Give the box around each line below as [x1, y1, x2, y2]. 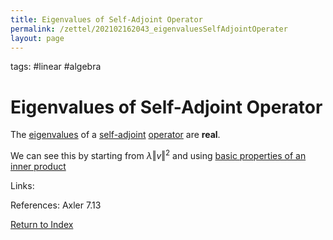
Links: [10, 179, 35, 191]
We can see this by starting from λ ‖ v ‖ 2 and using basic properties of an [10, 148, 307, 161]
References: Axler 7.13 [10, 199, 102, 211]
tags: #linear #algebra [10, 61, 102, 73]
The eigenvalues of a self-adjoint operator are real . [10, 129, 221, 141]
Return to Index [10, 218, 74, 230]
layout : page [10, 33, 65, 43]
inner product [10, 160, 67, 172]
